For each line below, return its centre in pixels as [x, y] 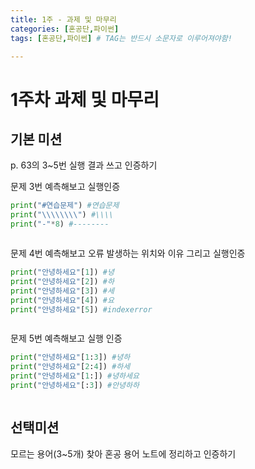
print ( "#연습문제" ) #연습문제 [65, 206]
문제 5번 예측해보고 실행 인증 [66, 338]
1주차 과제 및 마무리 [85, 99]
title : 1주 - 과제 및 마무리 [63, 19]
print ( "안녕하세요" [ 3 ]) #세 [62, 291]
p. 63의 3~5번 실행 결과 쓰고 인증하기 [84, 165]
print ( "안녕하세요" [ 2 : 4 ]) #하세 [70, 367]
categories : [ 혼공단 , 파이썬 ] [65, 29]
